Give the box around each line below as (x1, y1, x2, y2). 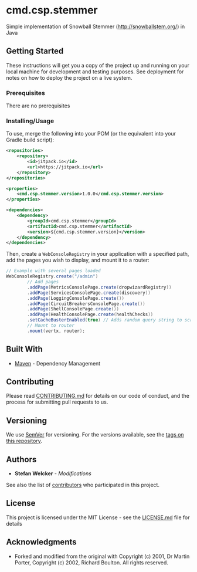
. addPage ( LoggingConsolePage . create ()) (27, 295, 125, 301)
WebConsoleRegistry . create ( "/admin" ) (6, 273, 98, 279)
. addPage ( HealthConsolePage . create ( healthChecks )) (27, 312, 154, 317)
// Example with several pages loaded (6, 268, 101, 274)
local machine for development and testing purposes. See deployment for (6, 68, 184, 75)
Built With (6, 344, 43, 354)
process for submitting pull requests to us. (6, 398, 108, 405)
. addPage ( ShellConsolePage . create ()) (27, 306, 119, 312)
